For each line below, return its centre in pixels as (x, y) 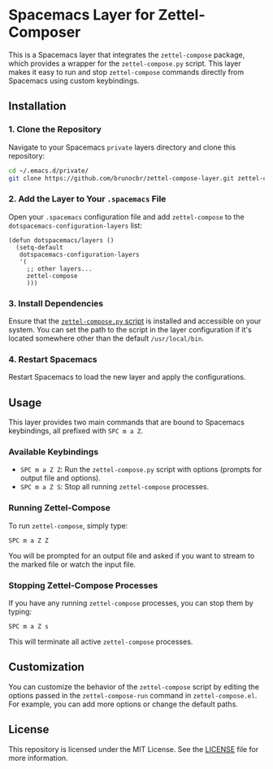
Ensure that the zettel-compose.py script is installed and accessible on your (135, 321)
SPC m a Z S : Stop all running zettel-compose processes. (115, 487)
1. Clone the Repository (55, 129)
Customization (47, 667)
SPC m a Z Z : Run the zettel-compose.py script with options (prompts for (141, 470)
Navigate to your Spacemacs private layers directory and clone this (122, 147)
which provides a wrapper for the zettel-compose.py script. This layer (125, 63)
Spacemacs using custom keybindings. (74, 80)
